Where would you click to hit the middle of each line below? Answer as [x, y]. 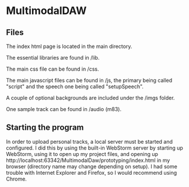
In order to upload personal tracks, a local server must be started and [90, 141]
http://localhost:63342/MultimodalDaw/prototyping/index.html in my [88, 160]
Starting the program [45, 128]
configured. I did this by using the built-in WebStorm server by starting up [95, 148]
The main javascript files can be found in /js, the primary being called [89, 80]
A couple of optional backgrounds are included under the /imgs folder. [90, 98]
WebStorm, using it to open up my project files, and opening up [82, 154]
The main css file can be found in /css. [52, 69]
